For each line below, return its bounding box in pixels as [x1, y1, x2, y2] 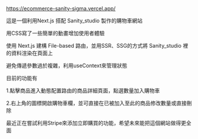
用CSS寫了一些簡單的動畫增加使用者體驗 [6, 29, 105, 37]
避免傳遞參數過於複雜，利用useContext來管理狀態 [6, 62, 128, 69]
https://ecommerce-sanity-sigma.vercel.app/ [6, 5, 116, 12]
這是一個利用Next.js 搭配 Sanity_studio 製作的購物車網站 [6, 17, 143, 24]
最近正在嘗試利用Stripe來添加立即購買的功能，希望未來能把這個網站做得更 [6, 120, 187, 126]
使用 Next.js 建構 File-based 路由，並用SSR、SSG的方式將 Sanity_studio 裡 [6, 42, 189, 49]
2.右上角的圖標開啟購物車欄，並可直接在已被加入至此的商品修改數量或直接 [6, 100, 187, 107]
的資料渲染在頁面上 [6, 49, 53, 57]
